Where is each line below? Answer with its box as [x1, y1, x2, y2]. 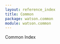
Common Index [5, 34, 36, 40]
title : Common [5, 12, 34, 17]
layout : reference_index [5, 7, 56, 12]
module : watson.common [5, 21, 51, 26]
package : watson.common [5, 16, 54, 21]
